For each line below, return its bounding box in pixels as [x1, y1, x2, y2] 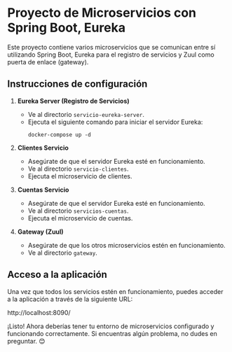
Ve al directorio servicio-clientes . [27, 164, 129, 173]
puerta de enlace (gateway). [7, 57, 89, 66]
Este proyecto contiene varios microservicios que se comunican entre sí [7, 43, 216, 51]
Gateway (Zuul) [17, 227, 64, 236]
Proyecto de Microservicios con [7, 5, 197, 21]
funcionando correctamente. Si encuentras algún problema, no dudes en [7, 329, 217, 337]
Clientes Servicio [17, 143, 69, 152]
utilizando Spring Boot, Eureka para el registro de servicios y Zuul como [7, 50, 215, 59]
